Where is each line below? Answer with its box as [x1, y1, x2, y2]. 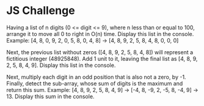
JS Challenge [6, 4, 75, 18]
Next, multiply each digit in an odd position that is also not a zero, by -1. [6, 73, 186, 80]
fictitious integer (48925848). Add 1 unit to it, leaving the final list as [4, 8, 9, [6, 55, 198, 62]
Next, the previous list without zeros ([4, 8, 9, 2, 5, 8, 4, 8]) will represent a [6, 48, 194, 55]
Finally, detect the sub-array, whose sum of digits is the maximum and [6, 80, 183, 87]
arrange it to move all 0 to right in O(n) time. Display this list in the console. [6, 30, 194, 37]
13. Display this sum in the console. [6, 93, 95, 100]
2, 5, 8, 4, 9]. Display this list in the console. [6, 62, 116, 69]
